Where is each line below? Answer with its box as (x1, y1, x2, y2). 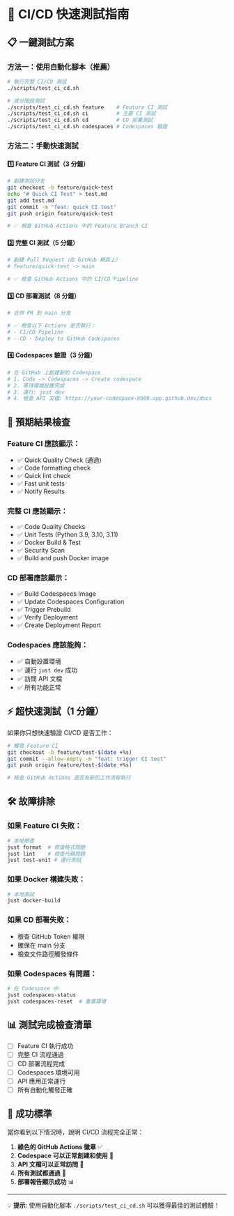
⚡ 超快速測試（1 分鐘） (7, 705, 104, 718)
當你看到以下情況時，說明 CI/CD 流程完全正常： (7, 1128, 144, 1136)
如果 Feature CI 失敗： (7, 821, 82, 831)
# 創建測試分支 (7, 178, 45, 185)
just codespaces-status (7, 991, 77, 999)
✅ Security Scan (17, 546, 65, 555)
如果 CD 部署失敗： (7, 915, 72, 925)
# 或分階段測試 (7, 97, 45, 105)
